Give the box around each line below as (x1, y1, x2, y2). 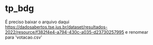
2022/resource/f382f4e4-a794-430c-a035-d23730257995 (5, 29, 124, 35)
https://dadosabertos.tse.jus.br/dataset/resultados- (5, 24, 108, 30)
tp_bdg (5, 3, 34, 14)
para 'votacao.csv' (5, 34, 43, 40)
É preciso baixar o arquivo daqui (5, 19, 69, 25)
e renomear (125, 29, 149, 35)
